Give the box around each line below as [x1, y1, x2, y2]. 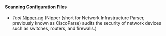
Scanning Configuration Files [5, 4, 67, 10]
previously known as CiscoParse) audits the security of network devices [12, 20, 161, 26]
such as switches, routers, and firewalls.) [12, 25, 97, 32]
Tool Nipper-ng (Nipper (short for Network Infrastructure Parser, [12, 15, 145, 21]
